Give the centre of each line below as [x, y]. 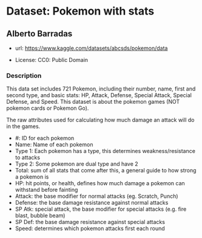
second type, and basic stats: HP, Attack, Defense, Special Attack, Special [99, 95]
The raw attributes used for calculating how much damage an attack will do [100, 120]
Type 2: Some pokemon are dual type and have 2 [76, 164]
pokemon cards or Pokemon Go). [48, 108]
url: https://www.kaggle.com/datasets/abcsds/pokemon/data [91, 48]
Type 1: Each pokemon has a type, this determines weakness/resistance [105, 151]
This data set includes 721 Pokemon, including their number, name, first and [101, 89]
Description [24, 75]
